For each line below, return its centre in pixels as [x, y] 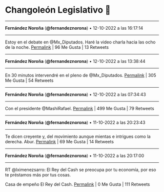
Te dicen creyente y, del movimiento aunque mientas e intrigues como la [78, 136]
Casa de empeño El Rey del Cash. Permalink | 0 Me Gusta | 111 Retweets [78, 184]
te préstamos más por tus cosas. [38, 174]
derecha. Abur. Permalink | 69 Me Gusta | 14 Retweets [59, 141]
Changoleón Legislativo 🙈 [58, 10]
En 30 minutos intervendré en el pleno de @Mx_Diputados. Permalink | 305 [81, 75]
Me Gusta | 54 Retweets [29, 80]
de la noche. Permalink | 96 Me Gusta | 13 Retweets [57, 47]
